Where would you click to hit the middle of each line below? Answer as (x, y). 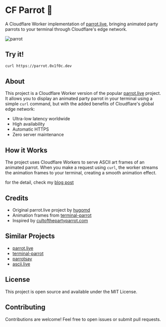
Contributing (25, 307)
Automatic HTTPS (31, 129)
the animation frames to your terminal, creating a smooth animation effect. (81, 173)
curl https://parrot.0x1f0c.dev (38, 66)
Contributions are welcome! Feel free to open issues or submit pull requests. (83, 319)
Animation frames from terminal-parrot (52, 215)
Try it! (14, 54)
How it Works (26, 150)
